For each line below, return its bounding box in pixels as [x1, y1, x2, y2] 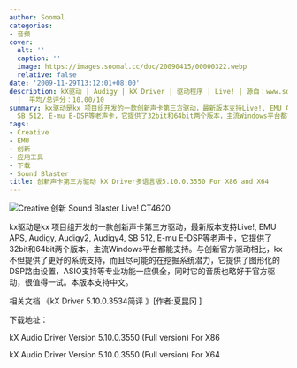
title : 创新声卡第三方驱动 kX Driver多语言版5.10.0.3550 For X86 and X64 [9, 178, 270, 187]
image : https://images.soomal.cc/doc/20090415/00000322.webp [17, 63, 247, 72]
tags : [9, 120, 29, 129]
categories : [9, 21, 53, 30]
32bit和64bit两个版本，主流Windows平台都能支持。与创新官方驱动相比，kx [9, 244, 283, 255]
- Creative [9, 128, 49, 137]
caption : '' [17, 54, 62, 63]
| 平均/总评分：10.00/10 [17, 95, 104, 104]
